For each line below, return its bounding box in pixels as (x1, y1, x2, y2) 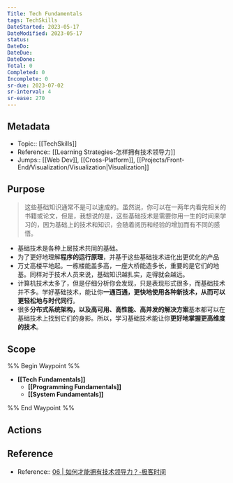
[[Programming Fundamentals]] (27, 383, 122, 391)
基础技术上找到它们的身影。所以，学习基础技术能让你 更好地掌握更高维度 (17, 314, 225, 322)
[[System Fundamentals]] (27, 390, 104, 399)
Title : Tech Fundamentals (7, 10, 82, 17)
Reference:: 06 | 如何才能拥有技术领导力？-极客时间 (17, 467, 166, 476)
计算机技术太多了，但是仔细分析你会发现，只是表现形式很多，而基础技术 (17, 279, 225, 287)
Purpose (7, 183, 45, 195)
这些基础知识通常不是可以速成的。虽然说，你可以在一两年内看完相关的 (24, 202, 227, 211)
